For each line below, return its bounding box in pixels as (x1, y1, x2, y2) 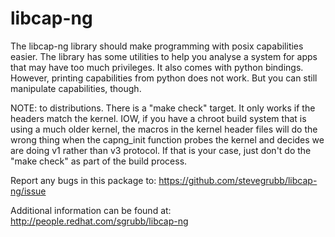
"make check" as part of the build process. (10, 155, 188, 167)
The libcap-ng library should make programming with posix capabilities (10, 40, 304, 52)
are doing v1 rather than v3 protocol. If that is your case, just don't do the (10, 144, 312, 156)
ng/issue (10, 185, 47, 197)
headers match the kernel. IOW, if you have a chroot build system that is (10, 112, 307, 124)
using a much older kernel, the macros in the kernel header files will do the (10, 123, 318, 135)
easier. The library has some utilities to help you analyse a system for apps (10, 50, 318, 62)
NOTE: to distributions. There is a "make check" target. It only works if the (10, 102, 316, 114)
